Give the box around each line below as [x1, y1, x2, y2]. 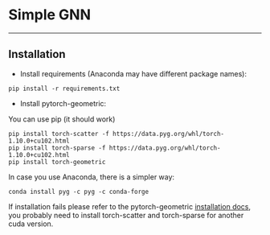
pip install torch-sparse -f [8, 143, 106, 152]
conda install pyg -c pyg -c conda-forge [8, 188, 149, 196]
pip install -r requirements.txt [8, 85, 121, 93]
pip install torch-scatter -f [8, 130, 110, 138]
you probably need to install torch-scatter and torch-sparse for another [8, 210, 244, 220]
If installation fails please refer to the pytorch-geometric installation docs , [8, 201, 252, 211]
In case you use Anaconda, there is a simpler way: [8, 171, 175, 182]
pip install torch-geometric [8, 158, 106, 166]
